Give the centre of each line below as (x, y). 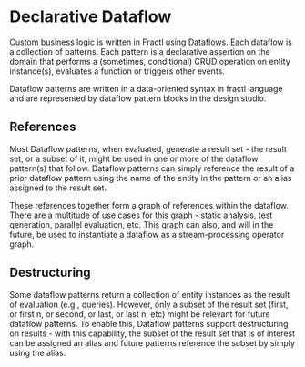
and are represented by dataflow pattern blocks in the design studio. (138, 98)
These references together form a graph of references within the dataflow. (149, 205)
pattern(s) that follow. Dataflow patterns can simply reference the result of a (152, 168)
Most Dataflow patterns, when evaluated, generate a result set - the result (148, 148)
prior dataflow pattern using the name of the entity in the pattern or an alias (151, 178)
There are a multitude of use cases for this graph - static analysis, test (141, 215)
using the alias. (38, 352)
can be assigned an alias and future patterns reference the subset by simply (152, 342)
